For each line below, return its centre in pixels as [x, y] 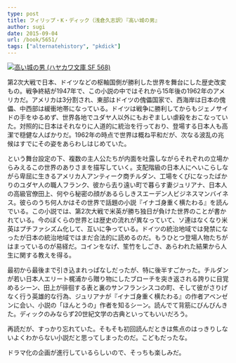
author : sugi [26, 27]
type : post [23, 14]
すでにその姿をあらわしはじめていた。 [75, 144]
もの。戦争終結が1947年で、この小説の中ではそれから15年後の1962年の [110, 91]
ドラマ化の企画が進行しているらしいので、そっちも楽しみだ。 [96, 352]
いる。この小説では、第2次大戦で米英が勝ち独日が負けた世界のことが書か [120, 211]
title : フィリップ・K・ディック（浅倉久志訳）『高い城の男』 [84, 20]
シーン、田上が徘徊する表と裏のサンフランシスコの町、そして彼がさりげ [124, 288]
